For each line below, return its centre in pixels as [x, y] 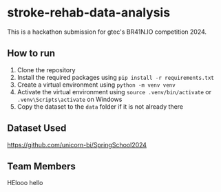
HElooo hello [25, 183]
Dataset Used [37, 128]
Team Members [41, 166]
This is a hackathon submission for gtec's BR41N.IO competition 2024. [107, 32]
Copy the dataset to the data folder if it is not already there [100, 106]
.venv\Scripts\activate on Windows [70, 99]
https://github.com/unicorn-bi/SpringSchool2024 [77, 145]
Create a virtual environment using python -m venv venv [96, 85]
